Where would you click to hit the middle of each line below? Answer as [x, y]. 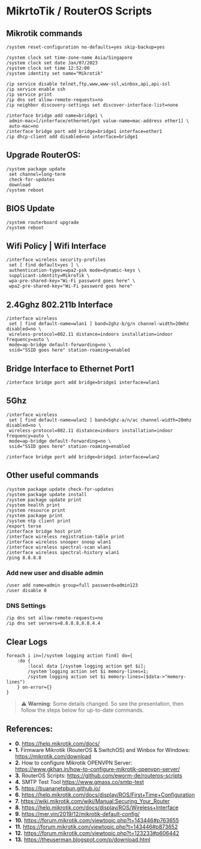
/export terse [24, 526]
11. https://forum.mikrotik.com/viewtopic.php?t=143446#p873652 [96, 827]
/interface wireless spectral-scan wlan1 [59, 547]
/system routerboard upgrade [43, 222]
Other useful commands [52, 475]
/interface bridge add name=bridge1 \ [55, 116]
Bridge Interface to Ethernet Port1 [70, 369]
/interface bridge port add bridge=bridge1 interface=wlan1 [83, 383]
